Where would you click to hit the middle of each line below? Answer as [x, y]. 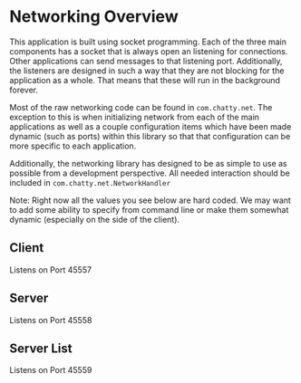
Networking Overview [94, 17]
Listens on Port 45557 [51, 270]
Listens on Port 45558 [51, 320]
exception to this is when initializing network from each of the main [135, 117]
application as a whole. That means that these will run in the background [145, 80]
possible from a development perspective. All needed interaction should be [150, 173]
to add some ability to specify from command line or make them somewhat [149, 209]
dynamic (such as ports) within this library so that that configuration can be [150, 136]
